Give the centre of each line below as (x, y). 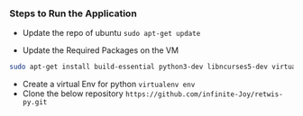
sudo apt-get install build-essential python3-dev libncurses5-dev (139, 67)
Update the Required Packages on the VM (100, 50)
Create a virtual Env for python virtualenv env (109, 85)
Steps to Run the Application (73, 13)
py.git (35, 103)
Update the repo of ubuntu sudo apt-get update (111, 33)
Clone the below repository (73, 94)
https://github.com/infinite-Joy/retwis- (204, 94)
